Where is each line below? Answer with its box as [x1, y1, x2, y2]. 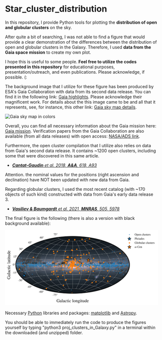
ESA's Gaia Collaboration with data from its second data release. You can [5, 89, 151, 94]
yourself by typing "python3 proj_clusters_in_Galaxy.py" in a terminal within [5, 325, 156, 330]
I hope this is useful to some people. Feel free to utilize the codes [5, 59, 137, 64]
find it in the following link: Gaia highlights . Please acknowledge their [5, 93, 142, 100]
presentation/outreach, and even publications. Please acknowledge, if [5, 69, 145, 75]
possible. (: [5, 74, 28, 80]
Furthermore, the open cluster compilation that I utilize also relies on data [5, 142, 151, 148]
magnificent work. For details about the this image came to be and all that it [5, 99, 156, 105]
